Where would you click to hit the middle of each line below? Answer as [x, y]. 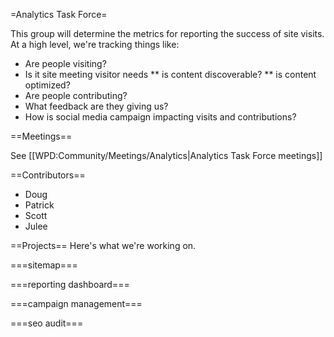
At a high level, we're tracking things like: [95, 44]
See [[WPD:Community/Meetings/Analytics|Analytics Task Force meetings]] [166, 155]
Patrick [39, 205]
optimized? [47, 85]
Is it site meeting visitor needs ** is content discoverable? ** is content [170, 74]
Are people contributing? [76, 95]
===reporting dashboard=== [70, 284]
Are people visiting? [65, 63]
